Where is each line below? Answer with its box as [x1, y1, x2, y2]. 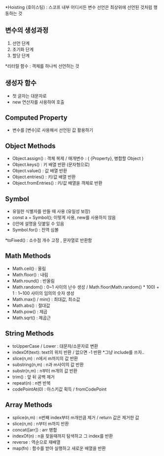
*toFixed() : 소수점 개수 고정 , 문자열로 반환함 [5, 237, 92, 243]
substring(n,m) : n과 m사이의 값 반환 [12, 361, 84, 367]
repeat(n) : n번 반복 [12, 380, 51, 386]
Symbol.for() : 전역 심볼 [12, 227, 59, 233]
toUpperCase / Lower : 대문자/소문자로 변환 [12, 343, 98, 349]
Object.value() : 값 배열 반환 [12, 168, 67, 174]
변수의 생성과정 [5, 26, 49, 34]
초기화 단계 [12, 46, 34, 52]
